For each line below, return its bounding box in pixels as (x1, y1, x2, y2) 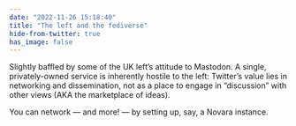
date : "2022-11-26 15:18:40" (9, 12, 117, 22)
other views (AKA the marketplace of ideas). (9, 90, 171, 100)
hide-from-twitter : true (9, 29, 101, 38)
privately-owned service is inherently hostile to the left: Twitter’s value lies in (9, 71, 287, 82)
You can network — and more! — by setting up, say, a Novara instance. (9, 107, 269, 117)
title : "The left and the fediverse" (9, 21, 148, 30)
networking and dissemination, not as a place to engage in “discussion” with (9, 80, 287, 91)
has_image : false (9, 37, 73, 47)
